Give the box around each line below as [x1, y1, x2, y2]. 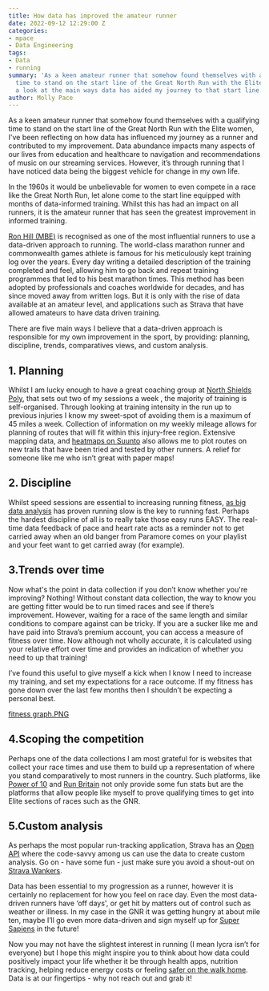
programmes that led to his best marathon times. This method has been [8, 274, 244, 284]
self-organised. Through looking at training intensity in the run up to [8, 402, 232, 412]
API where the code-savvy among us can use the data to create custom [8, 849, 246, 859]
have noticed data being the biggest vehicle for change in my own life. [8, 167, 240, 176]
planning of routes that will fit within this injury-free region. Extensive [8, 427, 236, 437]
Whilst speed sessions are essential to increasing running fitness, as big [8, 497, 247, 507]
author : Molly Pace [8, 94, 74, 102]
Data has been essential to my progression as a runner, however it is [8, 881, 234, 891]
